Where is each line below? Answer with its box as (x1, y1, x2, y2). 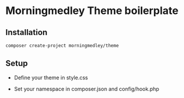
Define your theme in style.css (14, 74, 89, 81)
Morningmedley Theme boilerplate (5, 4, 179, 17)
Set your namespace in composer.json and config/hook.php (14, 85, 159, 92)
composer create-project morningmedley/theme (5, 43, 119, 48)
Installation (5, 27, 48, 37)
